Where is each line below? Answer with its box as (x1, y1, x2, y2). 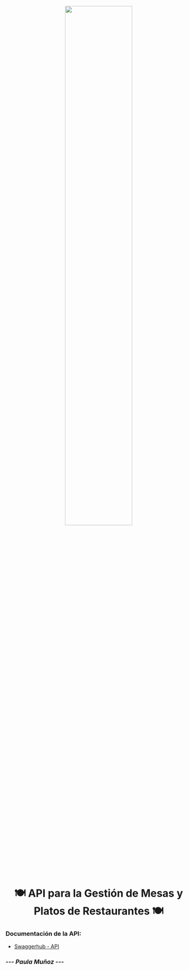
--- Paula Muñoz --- (5, 958, 64, 966)
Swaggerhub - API (14, 943, 60, 950)
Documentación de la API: (5, 930, 82, 938)
